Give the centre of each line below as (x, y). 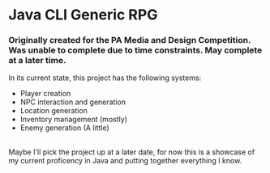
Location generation (54, 111)
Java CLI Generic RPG (83, 15)
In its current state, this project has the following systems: (105, 78)
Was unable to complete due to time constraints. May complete (135, 50)
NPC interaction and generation (73, 102)
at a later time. (37, 61)
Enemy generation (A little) (64, 128)
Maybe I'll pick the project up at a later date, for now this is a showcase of (132, 152)
